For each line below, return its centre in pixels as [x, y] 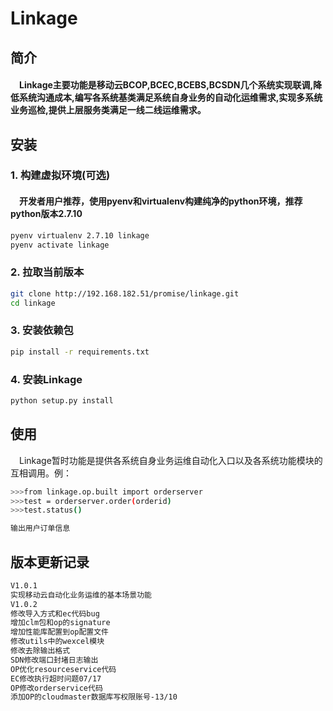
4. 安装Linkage [46, 379]
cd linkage [33, 303]
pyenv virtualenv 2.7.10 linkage [80, 235]
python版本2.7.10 [46, 214]
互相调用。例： [41, 473]
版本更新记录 [50, 562]
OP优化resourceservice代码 [63, 669]
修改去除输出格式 [40, 651]
